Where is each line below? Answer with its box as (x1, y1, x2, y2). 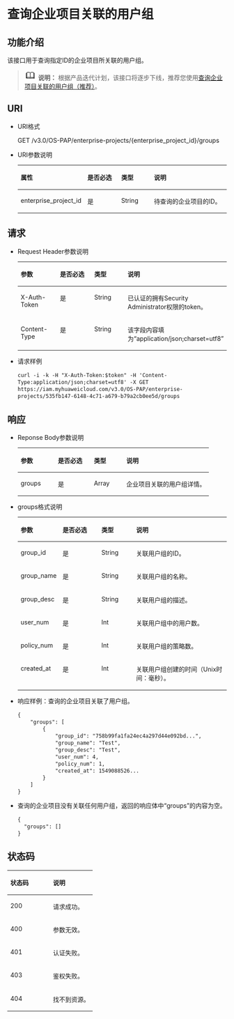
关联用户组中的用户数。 (136, 618, 204, 627)
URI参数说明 (17, 151, 52, 159)
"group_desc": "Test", (54, 746, 121, 753)
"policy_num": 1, (54, 760, 106, 767)
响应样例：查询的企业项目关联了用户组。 (17, 696, 134, 705)
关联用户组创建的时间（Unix (136, 665, 217, 673)
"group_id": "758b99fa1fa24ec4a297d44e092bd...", (54, 733, 202, 740)
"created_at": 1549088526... (54, 767, 139, 774)
